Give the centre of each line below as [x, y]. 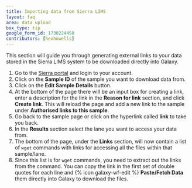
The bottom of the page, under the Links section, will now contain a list [100, 141]
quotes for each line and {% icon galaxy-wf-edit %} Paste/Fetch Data [99, 172]
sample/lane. [30, 154]
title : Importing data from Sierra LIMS [56, 11]
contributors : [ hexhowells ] [40, 39]
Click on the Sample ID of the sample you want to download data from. [100, 79]
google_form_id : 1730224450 [40, 33]
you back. [27, 123]
